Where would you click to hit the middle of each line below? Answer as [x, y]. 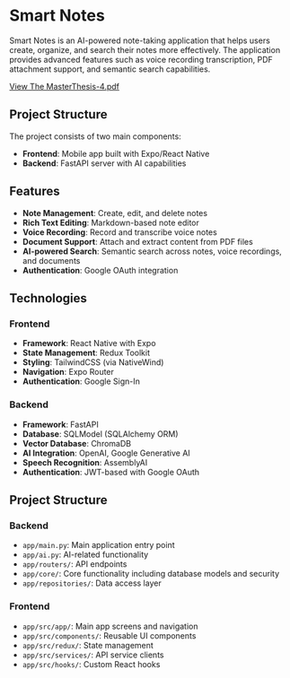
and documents [51, 260]
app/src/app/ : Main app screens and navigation [110, 626]
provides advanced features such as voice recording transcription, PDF [141, 59]
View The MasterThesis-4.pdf [64, 86]
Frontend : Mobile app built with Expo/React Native [116, 153]
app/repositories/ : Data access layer [92, 583]
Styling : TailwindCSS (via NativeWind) [93, 362]
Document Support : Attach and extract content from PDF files [137, 241]
